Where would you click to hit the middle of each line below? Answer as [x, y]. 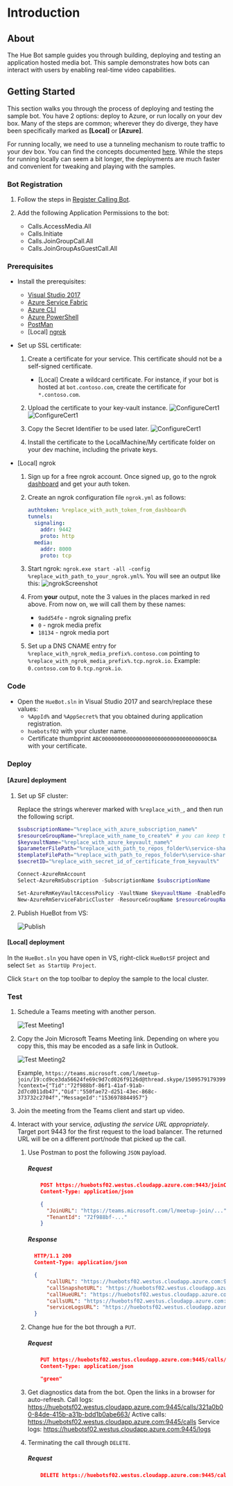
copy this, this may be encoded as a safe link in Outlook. [98, 1046]
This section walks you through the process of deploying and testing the [111, 108]
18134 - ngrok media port [74, 632]
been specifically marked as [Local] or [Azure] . [75, 131]
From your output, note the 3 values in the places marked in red [119, 597]
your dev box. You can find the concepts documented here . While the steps [115, 152]
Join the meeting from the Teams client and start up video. [101, 1111]
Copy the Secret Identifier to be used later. [88, 429]
